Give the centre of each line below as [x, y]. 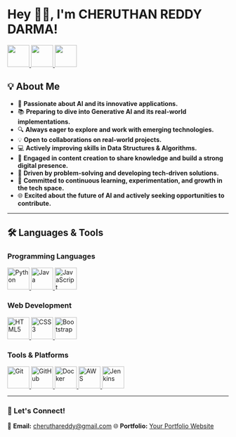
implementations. [44, 122]
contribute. [34, 203]
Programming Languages [52, 256]
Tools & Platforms [38, 355]
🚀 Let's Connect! [36, 410]
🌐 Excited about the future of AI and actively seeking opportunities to [121, 195]
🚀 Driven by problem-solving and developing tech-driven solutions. [118, 173]
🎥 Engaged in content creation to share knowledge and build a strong [120, 158]
